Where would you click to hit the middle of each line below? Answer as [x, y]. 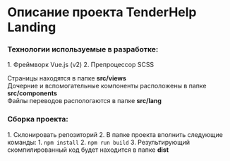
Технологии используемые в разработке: [83, 49]
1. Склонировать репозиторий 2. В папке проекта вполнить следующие [115, 134]
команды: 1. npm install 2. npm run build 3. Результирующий [99, 142]
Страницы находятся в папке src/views [67, 78]
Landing [32, 27]
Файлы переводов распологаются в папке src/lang [85, 101]
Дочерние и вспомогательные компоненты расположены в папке [107, 86]
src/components [32, 93]
